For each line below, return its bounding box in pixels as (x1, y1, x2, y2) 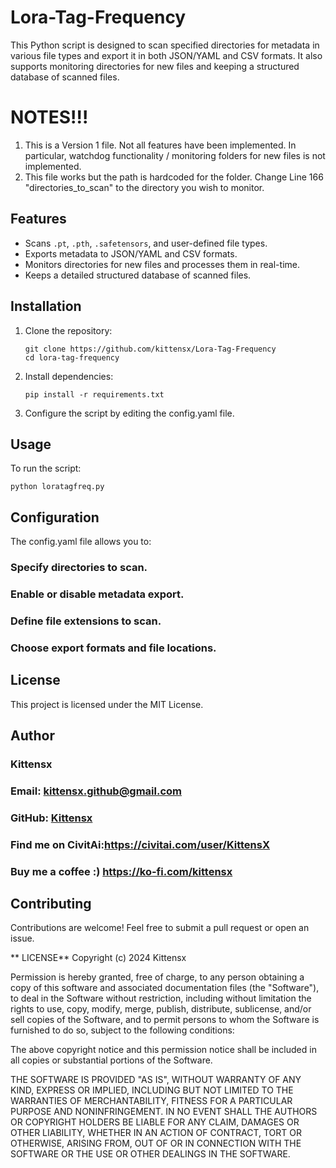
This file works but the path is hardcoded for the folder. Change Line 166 (24, 171, 324, 183)
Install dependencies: (24, 370, 114, 382)
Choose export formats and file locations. (10, 641, 217, 655)
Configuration (10, 509, 100, 526)
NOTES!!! (10, 106, 89, 129)
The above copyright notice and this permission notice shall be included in (10, 1044, 317, 1056)
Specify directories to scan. (10, 561, 148, 575)
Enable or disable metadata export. (10, 587, 185, 601)
